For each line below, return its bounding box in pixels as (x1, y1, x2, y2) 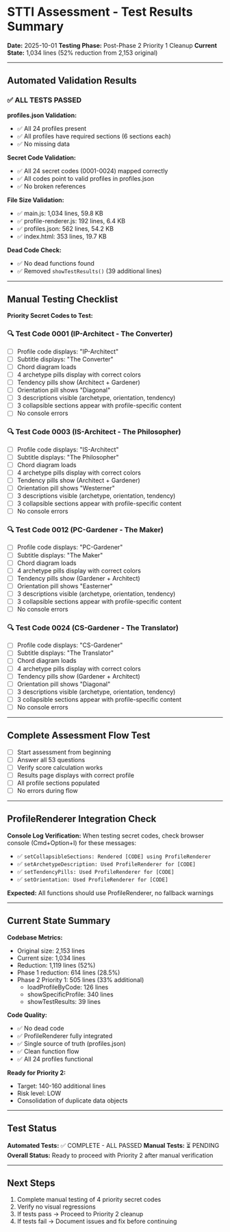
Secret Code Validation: (7, 153, 77, 162)
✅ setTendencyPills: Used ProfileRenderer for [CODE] (16, 867, 175, 875)
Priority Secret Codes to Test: (7, 312, 94, 320)
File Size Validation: (7, 196, 65, 204)
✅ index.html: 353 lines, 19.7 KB (16, 232, 107, 240)
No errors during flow (16, 787, 78, 794)
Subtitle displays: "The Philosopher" (16, 453, 119, 461)
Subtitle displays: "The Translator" (16, 649, 114, 657)
